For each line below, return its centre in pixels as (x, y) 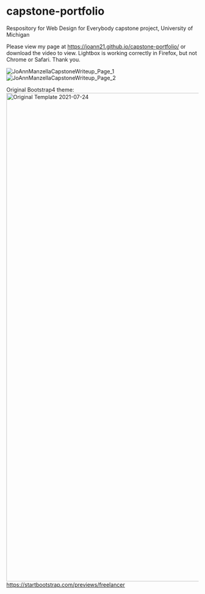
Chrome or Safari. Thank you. (43, 59)
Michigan (18, 34)
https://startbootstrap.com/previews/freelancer (66, 584)
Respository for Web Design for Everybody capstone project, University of (100, 28)
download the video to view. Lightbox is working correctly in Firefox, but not (102, 53)
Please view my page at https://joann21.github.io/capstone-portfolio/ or (96, 46)
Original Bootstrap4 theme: (40, 89)
